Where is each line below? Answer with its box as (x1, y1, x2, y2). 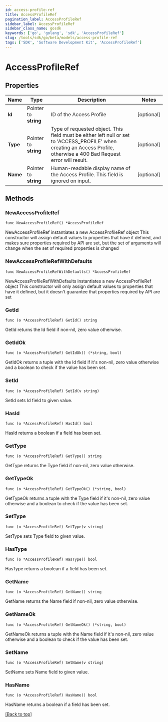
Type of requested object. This (50, 125, 123, 132)
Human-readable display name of (50, 165, 131, 172)
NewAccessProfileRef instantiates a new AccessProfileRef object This (5, 229, 149, 235)
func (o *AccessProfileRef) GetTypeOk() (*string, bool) (5, 486, 126, 491)
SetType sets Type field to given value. (5, 533, 85, 539)
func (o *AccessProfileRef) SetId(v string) (5, 389, 99, 394)
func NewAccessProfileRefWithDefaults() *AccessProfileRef (5, 269, 131, 274)
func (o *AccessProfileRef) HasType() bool (5, 557, 97, 562)
